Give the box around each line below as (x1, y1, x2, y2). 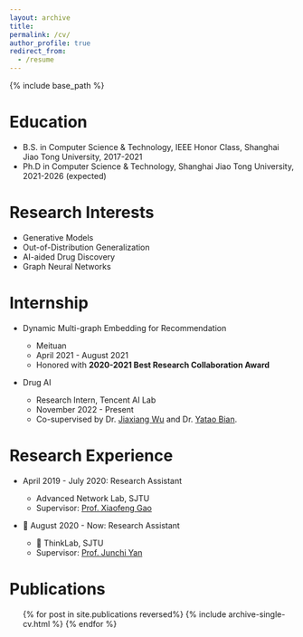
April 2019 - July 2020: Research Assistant (22, 475, 183, 486)
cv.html (22, 618, 51, 629)
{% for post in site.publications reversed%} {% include (22, 608, 227, 620)
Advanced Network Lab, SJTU (35, 492, 150, 503)
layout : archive (9, 13, 71, 23)
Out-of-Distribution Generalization (22, 242, 151, 252)
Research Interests (9, 203, 155, 223)
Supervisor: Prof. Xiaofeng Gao (35, 502, 152, 513)
